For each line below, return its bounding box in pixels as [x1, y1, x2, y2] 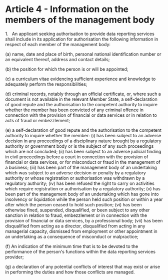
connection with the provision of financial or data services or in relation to [5, 112, 157, 118]
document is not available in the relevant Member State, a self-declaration [5, 96, 157, 102]
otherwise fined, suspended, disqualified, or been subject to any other [5, 207, 150, 213]
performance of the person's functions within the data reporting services [5, 248, 156, 254]
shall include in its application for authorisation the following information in [5, 36, 158, 42]
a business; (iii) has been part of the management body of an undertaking [5, 164, 157, 170]
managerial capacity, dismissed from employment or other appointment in [5, 228, 157, 234]
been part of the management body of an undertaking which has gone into [5, 191, 159, 197]
